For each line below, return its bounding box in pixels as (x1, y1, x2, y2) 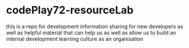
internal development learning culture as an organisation (6, 35, 144, 42)
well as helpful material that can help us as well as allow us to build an (6, 29, 176, 36)
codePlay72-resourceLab (6, 4, 134, 17)
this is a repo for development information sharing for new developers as (6, 23, 184, 30)
